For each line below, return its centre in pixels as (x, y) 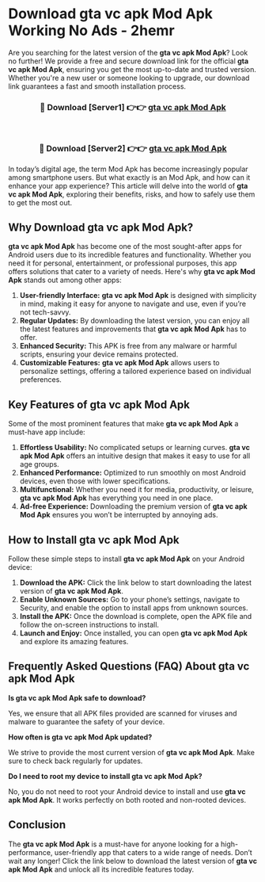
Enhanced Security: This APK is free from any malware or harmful (128, 346)
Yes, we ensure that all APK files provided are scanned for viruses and (123, 713)
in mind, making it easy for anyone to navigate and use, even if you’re (133, 304)
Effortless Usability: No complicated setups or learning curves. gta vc (135, 448)
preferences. (40, 380)
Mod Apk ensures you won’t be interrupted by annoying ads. (119, 515)
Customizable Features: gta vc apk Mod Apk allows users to (119, 363)
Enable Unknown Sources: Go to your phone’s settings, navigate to (130, 599)
